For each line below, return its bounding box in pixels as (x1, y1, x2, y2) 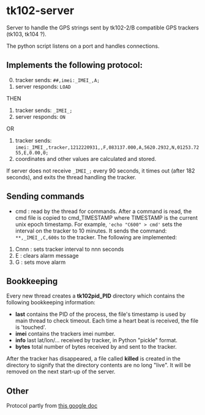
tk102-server (6, 4, 75, 18)
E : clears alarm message (15, 252, 79, 259)
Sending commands (6, 191, 84, 202)
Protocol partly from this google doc (6, 402, 98, 409)
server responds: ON (15, 113, 65, 120)
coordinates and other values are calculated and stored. (15, 155, 157, 162)
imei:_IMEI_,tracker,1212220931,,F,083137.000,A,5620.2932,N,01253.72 (15, 144, 199, 151)
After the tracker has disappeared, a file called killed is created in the (6, 355, 181, 362)
